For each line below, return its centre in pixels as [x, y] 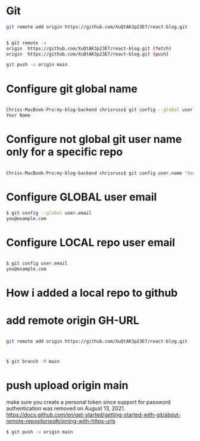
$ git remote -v [26, 43]
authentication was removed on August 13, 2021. [66, 408]
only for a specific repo [65, 152]
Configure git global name [72, 89]
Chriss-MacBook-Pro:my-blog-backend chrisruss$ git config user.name [94, 173]
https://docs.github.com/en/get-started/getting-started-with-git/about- [94, 415]
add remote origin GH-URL [73, 320]
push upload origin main [67, 386]
